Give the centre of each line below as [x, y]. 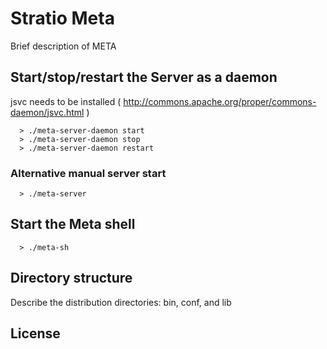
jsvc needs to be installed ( [66, 101]
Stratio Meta [62, 18]
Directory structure [71, 278]
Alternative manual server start [88, 173]
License [35, 333]
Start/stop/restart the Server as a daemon [144, 77]
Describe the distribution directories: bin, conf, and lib [121, 302]
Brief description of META [63, 46]
